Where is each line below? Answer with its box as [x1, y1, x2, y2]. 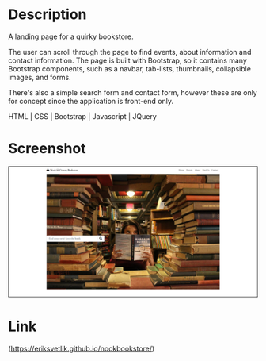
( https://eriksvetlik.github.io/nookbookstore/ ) [8, 344, 155, 354]
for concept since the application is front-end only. [8, 96, 174, 106]
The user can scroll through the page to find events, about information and [8, 47, 252, 56]
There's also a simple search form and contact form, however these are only [8, 87, 257, 97]
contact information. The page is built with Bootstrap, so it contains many [8, 56, 248, 65]
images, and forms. [8, 72, 71, 82]
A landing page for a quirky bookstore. [8, 32, 135, 41]
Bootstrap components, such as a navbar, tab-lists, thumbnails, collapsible [8, 63, 252, 73]
